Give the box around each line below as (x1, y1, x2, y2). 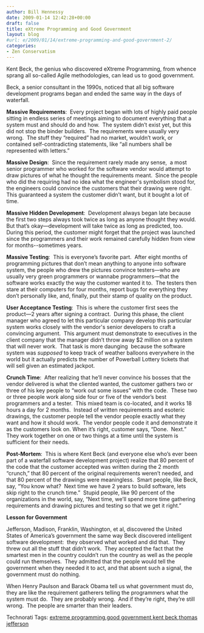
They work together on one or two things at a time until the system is (6, 432, 178, 439)
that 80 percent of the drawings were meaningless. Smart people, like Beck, (6, 476, 198, 483)
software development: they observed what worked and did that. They (6, 538, 185, 545)
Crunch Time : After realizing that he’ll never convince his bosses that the (6, 373, 191, 381)
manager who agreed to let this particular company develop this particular (6, 317, 192, 324)
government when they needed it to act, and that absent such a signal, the (6, 564, 192, 572)
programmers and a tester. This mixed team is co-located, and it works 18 (6, 400, 192, 407)
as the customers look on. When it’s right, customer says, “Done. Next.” (6, 425, 187, 432)
